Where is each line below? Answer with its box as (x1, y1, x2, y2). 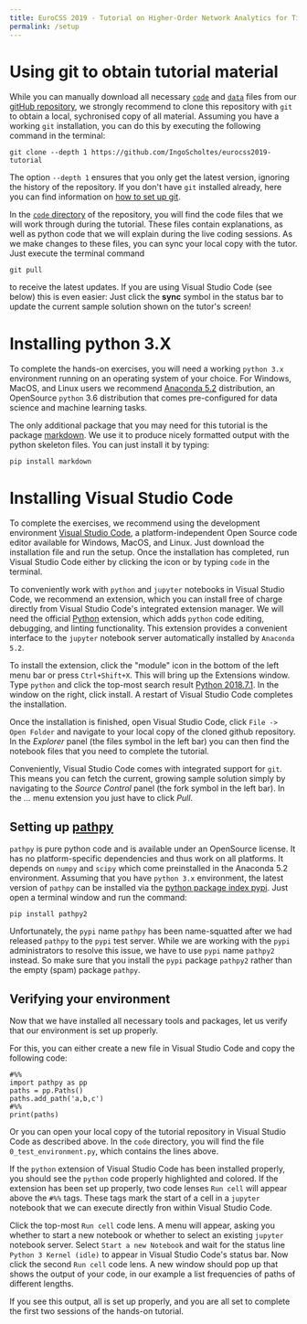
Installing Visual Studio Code (9, 487, 234, 508)
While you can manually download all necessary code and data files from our (9, 91, 297, 102)
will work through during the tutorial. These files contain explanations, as (9, 219, 283, 230)
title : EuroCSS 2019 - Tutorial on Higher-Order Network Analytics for (9, 13, 288, 23)
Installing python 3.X (9, 333, 172, 354)
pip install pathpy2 (9, 910, 89, 919)
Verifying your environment (9, 991, 171, 1007)
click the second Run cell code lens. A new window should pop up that (9, 1258, 279, 1269)
